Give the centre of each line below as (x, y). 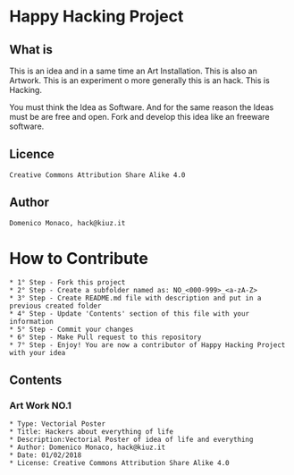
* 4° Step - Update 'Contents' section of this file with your (130, 314)
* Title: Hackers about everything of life (92, 432)
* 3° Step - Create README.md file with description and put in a (135, 298)
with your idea (38, 352)
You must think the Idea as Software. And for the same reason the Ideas (142, 107)
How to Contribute (79, 258)
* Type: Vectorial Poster (57, 424)
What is (31, 50)
